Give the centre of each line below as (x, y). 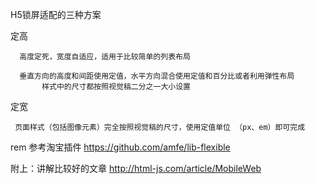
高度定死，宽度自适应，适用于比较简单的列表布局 (105, 57)
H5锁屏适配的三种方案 (56, 14)
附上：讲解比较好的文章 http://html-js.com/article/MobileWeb (136, 168)
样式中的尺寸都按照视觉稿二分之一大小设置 (116, 87)
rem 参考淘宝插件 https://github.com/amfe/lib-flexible (120, 147)
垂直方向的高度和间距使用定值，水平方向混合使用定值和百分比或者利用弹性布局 (157, 76)
